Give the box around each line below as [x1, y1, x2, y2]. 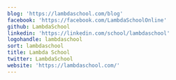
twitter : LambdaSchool [7, 56, 73, 63]
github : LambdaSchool [7, 23, 71, 30]
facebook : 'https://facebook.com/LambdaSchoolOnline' [7, 17, 168, 24]
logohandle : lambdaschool [7, 36, 82, 43]
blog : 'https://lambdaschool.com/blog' [7, 10, 124, 17]
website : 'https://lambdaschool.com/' [7, 62, 120, 69]
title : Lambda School [7, 49, 71, 56]
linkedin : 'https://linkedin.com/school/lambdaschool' [7, 29, 170, 37]
